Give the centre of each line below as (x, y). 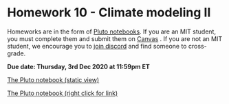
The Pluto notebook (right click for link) (63, 93)
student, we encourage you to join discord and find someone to (97, 46)
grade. (17, 53)
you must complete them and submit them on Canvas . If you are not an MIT (115, 38)
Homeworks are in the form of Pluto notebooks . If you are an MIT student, (112, 31)
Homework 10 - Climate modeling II (109, 13)
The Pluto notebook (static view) (53, 79)
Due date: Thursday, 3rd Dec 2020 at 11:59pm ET (78, 66)
